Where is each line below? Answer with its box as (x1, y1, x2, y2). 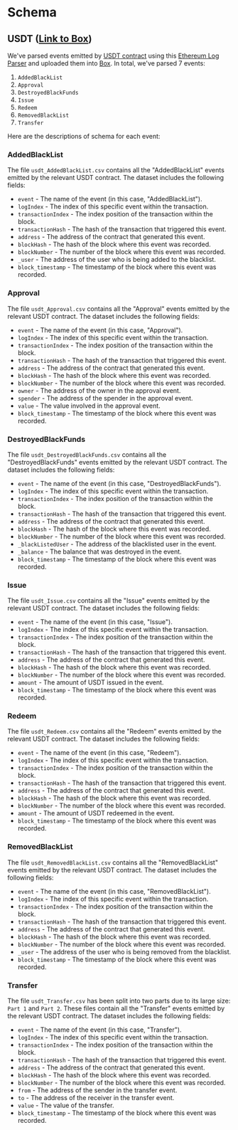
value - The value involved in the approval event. (17, 401, 161, 410)
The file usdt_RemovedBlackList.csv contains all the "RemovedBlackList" (7, 858, 219, 867)
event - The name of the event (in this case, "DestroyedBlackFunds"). (17, 479, 222, 487)
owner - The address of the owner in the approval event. (17, 386, 181, 395)
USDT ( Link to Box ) (7, 33, 92, 45)
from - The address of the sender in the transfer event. (17, 1086, 178, 1094)
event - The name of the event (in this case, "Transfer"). (17, 1025, 182, 1034)
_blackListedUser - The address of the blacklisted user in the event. (17, 539, 217, 548)
